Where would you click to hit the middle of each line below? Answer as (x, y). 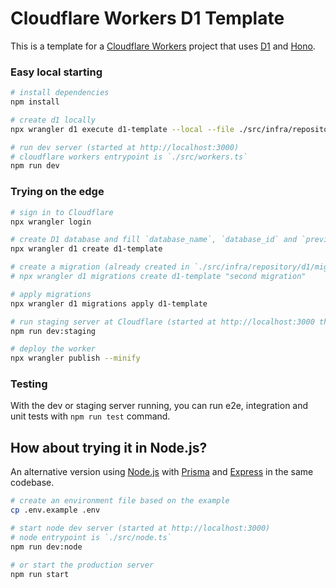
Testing (29, 384)
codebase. (32, 483)
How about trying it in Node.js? (109, 447)
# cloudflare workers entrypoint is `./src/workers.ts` (129, 157)
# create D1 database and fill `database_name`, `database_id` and (154, 240)
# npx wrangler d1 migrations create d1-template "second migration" (158, 277)
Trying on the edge (57, 192)
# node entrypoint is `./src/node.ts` (91, 537)
